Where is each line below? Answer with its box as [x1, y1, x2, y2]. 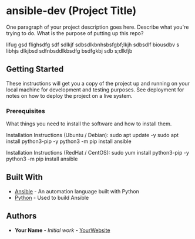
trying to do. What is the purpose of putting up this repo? [6, 29, 144, 36]
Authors [6, 211, 37, 221]
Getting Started [6, 64, 64, 74]
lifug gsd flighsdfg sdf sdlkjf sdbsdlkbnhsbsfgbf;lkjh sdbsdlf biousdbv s [6, 41, 180, 48]
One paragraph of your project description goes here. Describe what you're [6, 23, 189, 30]
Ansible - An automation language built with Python [14, 187, 139, 194]
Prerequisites [6, 107, 45, 115]
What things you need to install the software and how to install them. [6, 120, 172, 127]
